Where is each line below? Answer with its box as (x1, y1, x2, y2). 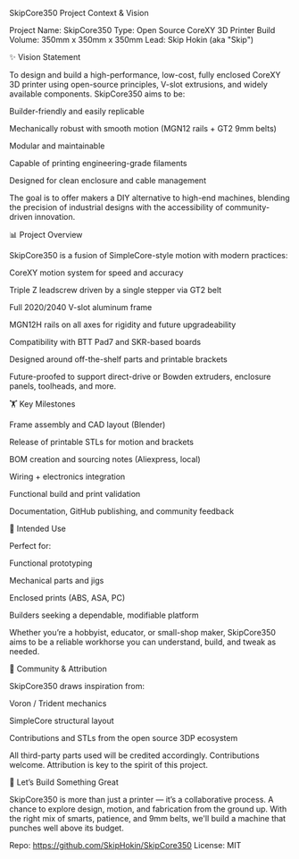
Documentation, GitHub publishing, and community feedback (9, 506, 235, 517)
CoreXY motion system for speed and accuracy (9, 267, 184, 278)
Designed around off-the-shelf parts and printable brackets (9, 354, 228, 365)
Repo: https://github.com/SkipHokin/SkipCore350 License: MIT (9, 840, 242, 850)
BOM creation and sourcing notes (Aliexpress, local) (9, 454, 201, 464)
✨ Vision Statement (9, 52, 81, 62)
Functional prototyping (9, 558, 93, 568)
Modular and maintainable (9, 140, 105, 151)
